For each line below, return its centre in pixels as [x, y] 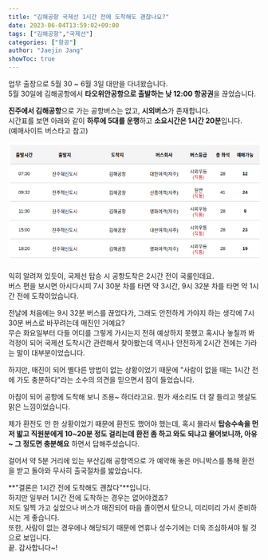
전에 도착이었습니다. [47, 296]
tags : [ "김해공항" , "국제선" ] [51, 34]
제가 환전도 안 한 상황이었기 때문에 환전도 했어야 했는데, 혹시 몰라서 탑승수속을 [130, 423]
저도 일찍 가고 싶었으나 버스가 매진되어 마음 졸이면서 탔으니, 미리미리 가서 [122, 507]
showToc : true [32, 59]
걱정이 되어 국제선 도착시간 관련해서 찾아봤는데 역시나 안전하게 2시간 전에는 [126, 343]
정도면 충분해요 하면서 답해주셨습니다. [81, 443]
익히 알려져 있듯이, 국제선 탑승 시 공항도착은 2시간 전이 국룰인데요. [111, 276]
